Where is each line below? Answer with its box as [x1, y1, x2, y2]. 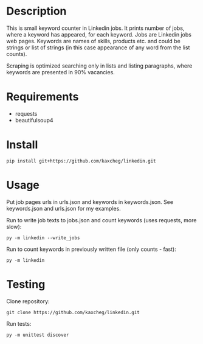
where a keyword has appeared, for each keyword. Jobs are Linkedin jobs [6, 30, 191, 38]
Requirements [6, 90, 79, 104]
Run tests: [6, 320, 32, 327]
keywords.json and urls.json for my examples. [6, 205, 122, 212]
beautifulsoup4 [15, 116, 53, 124]
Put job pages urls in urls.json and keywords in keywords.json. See [6, 198, 174, 205]
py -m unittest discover [6, 332, 69, 338]
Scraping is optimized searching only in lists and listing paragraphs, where [6, 62, 193, 69]
